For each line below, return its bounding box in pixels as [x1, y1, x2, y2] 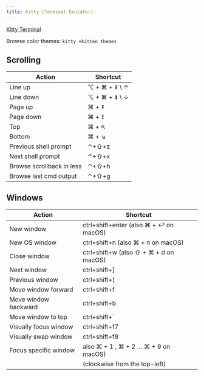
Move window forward [9, 285, 73, 294]
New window [9, 225, 47, 233]
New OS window [9, 238, 56, 247]
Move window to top [9, 313, 68, 321]
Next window [9, 265, 47, 274]
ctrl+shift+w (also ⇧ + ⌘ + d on [83, 248, 174, 257]
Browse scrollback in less [9, 162, 82, 171]
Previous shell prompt [9, 142, 72, 151]
